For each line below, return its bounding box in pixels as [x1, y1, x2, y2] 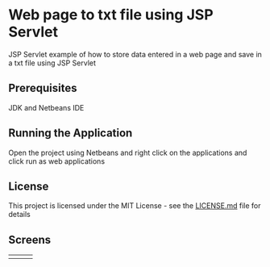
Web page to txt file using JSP [8, 6, 214, 24]
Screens [8, 232, 51, 247]
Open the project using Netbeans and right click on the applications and [8, 148, 247, 157]
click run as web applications [8, 156, 106, 166]
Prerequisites [8, 81, 77, 95]
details [8, 210, 31, 219]
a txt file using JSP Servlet [8, 58, 97, 68]
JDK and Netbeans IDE [8, 102, 85, 112]
